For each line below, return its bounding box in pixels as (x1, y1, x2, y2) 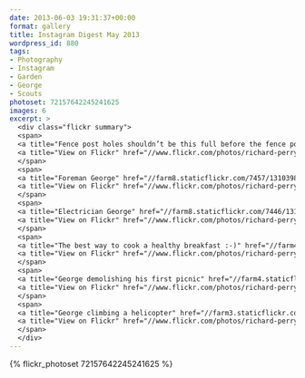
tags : (9, 47, 30, 56)
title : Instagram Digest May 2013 (9, 30, 141, 39)
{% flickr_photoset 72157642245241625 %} (9, 358, 173, 369)
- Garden (9, 73, 43, 82)
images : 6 (9, 106, 47, 115)
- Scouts (9, 89, 43, 98)
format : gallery (9, 22, 71, 31)
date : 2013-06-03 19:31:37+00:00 (9, 13, 136, 23)
